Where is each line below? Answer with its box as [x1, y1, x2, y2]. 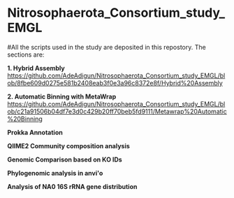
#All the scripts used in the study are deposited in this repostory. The [7, 43, 206, 51]
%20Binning [7, 114, 43, 123]
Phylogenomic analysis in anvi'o [7, 169, 103, 177]
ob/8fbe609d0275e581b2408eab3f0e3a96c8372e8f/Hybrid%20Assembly [7, 78, 224, 87]
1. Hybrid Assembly [7, 64, 65, 72]
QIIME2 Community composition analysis [7, 141, 131, 150]
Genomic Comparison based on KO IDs [7, 155, 122, 164]
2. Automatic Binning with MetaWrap [7, 92, 117, 101]
